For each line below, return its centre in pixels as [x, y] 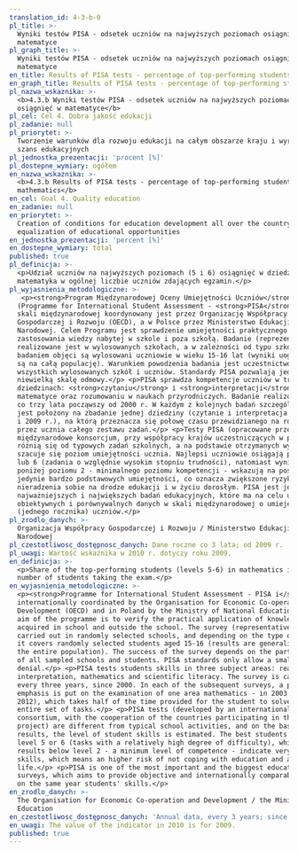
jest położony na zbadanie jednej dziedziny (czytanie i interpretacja [153, 413]
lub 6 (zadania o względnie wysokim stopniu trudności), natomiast [145, 463]
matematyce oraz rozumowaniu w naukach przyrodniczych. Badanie [138, 397]
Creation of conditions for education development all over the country [154, 223]
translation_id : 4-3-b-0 [55, 17]
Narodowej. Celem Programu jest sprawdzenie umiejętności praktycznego [153, 331]
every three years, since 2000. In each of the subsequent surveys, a [150, 685]
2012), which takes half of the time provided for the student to [142, 701]
